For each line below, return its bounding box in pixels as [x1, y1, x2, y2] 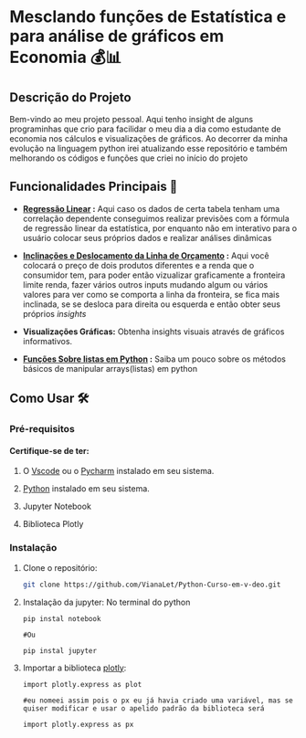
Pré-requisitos [9, 423, 75, 436]
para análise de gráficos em [9, 26, 225, 47]
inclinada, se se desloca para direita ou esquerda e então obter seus [22, 299, 281, 310]
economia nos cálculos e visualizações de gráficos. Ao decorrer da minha [9, 133, 288, 143]
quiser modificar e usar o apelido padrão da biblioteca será [22, 703, 265, 713]
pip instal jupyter [22, 646, 98, 655]
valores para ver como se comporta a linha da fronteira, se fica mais [22, 289, 280, 300]
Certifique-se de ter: [9, 445, 90, 456]
